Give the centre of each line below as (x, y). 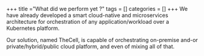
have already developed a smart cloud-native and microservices (87, 15)
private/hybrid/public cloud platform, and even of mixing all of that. (91, 46)
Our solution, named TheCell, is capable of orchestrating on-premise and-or (102, 40)
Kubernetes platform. (33, 28)
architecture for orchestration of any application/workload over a (88, 22)
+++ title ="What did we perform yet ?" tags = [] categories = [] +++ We (97, 9)
